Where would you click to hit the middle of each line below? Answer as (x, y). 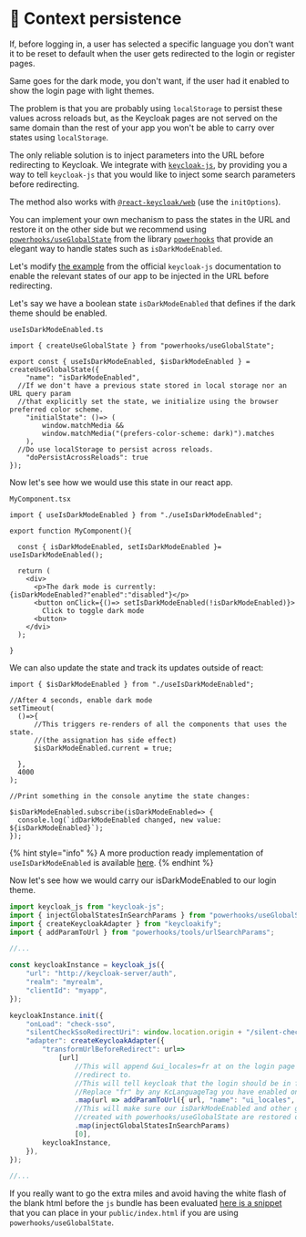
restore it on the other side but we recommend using (108, 229)
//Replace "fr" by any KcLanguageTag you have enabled (180, 1092)
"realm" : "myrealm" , (65, 982)
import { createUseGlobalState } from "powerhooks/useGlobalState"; (142, 346)
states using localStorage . (59, 137)
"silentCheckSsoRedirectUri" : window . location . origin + (134, 1033)
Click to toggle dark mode (93, 610)
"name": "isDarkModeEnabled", (83, 378)
